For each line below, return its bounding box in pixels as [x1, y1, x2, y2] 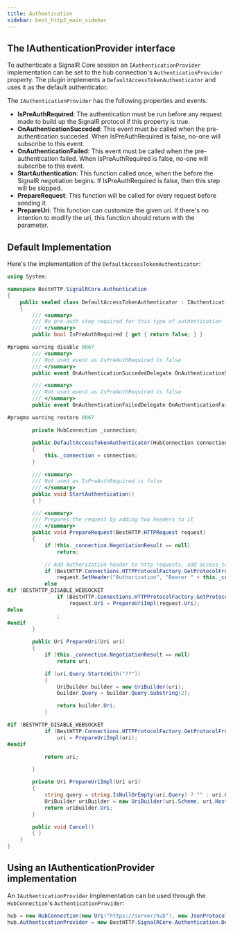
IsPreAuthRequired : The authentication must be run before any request [17, 110, 223, 118]
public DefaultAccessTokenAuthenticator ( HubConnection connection [32, 439, 228, 446]
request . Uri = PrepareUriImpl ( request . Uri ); [69, 599, 200, 606]
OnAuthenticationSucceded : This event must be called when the [17, 125, 205, 133]
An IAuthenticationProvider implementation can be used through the [7, 891, 206, 900]
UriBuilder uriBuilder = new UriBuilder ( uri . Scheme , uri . [44, 798, 216, 805]
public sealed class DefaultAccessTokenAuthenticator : [19, 299, 185, 306]
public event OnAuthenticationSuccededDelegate [32, 370, 172, 377]
